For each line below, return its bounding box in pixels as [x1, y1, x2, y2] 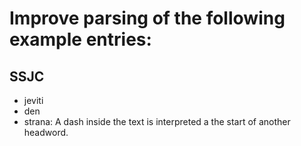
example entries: [9, 28, 152, 51]
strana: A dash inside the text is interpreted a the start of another [23, 116, 291, 127]
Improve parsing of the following [9, 7, 286, 30]
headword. [23, 127, 69, 138]
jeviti [23, 95, 44, 106]
